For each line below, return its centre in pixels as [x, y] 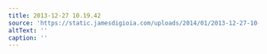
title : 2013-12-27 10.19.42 [55, 15]
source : [21, 23]
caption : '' [28, 38]
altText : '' [28, 30]
